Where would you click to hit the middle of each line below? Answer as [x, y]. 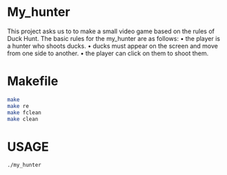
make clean [23, 119]
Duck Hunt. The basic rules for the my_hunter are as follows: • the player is [114, 38]
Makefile [33, 81]
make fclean [24, 112]
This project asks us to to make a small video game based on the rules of [111, 31]
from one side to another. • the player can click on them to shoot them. [108, 53]
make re [18, 106]
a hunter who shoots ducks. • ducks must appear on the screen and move [113, 46]
